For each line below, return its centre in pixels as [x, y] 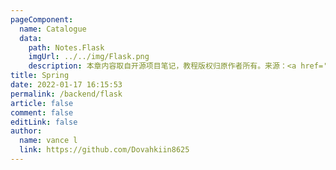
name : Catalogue [53, 29]
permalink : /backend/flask [66, 94]
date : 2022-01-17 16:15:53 [66, 85]
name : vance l [48, 141]
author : [26, 131]
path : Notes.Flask [66, 47]
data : [31, 38]
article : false [42, 103]
